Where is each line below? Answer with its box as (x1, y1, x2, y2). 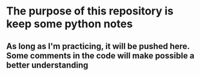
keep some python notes (6, 17, 133, 31)
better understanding (6, 60, 89, 70)
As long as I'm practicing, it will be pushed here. (6, 41, 190, 51)
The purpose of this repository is (6, 4, 173, 18)
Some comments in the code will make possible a (6, 50, 195, 61)
